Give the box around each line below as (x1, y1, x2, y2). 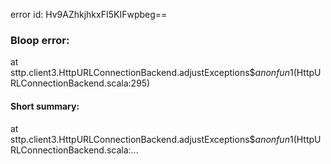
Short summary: (10, 100, 80, 112)
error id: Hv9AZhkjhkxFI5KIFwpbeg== (10, 9, 168, 20)
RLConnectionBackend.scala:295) (10, 77, 151, 89)
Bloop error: (10, 33, 70, 47)
